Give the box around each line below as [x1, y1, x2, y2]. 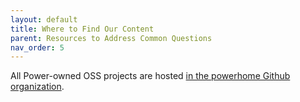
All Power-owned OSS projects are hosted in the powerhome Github [10, 70, 291, 82]
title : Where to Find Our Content [10, 24, 155, 34]
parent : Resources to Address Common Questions [10, 33, 213, 43]
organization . [10, 81, 65, 93]
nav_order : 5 [10, 42, 65, 53]
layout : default [10, 14, 78, 25]
